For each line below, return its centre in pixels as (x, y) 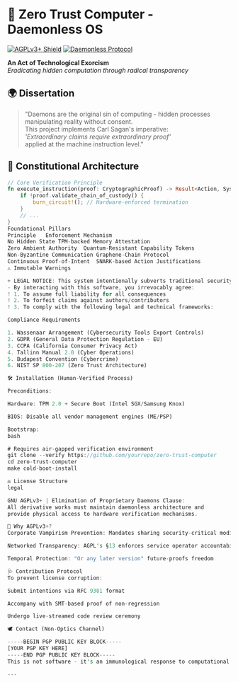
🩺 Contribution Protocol (45, 571)
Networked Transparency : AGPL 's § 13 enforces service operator (103, 546)
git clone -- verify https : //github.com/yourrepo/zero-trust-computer (112, 456)
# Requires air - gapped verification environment (80, 449)
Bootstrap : (23, 429)
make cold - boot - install (42, 469)
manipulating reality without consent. (79, 121)
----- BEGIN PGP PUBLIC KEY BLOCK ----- (64, 642)
